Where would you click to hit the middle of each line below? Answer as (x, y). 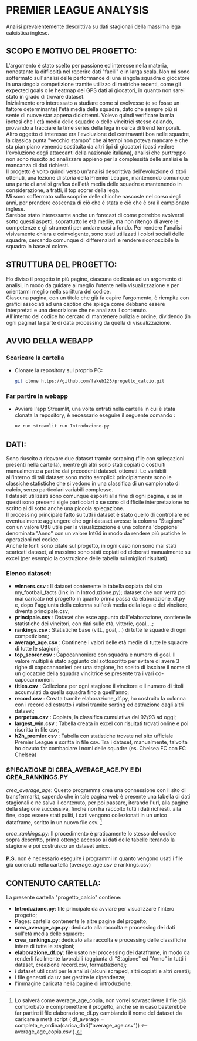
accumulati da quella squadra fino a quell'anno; (72, 692)
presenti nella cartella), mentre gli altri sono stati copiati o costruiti (86, 465)
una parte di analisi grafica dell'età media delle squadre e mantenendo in (94, 184)
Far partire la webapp (37, 396)
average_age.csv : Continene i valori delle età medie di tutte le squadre (101, 642)
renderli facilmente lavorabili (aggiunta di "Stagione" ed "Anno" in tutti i (100, 959)
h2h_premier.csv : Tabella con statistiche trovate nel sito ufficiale (94, 736)
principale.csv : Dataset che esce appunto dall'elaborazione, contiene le (103, 618)
